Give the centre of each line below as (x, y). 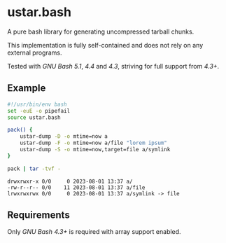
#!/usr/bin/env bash (37, 104)
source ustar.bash (34, 117)
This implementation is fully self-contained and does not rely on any (105, 45)
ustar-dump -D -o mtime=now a (64, 137)
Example (27, 88)
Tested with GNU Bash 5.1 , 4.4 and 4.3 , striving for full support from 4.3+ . (113, 66)
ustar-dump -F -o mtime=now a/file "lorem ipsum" (94, 143)
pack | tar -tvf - (34, 169)
